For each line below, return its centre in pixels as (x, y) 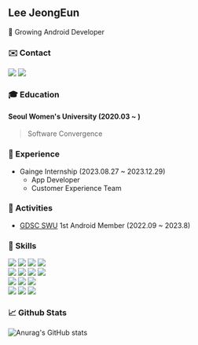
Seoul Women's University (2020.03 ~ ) (74, 116)
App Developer (55, 179)
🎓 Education (34, 95)
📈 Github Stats (37, 313)
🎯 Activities (31, 208)
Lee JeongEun (44, 13)
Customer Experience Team (76, 188)
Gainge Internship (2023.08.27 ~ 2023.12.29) (92, 171)
